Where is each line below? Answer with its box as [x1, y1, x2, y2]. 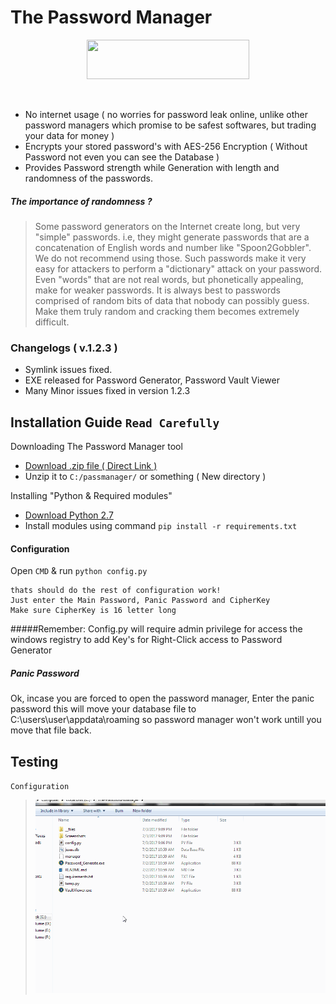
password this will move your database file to [10, 703, 197, 715]
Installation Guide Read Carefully [10, 414, 220, 431]
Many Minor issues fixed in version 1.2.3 [24, 385, 191, 397]
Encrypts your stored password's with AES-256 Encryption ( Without [24, 140, 308, 152]
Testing [10, 753, 59, 770]
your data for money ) [24, 129, 115, 141]
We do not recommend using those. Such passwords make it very [34, 252, 307, 264]
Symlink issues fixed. [24, 364, 113, 376]
